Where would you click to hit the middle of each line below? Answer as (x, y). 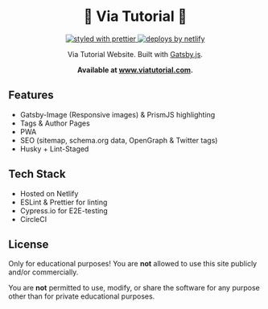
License (29, 244)
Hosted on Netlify (49, 193)
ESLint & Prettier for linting (64, 202)
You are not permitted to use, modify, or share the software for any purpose (134, 288)
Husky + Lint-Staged (54, 149)
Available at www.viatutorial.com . (135, 70)
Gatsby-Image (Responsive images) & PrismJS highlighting (118, 114)
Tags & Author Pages (55, 123)
